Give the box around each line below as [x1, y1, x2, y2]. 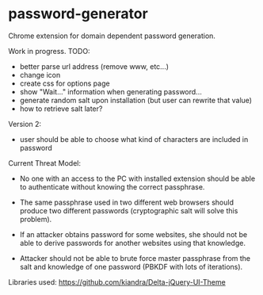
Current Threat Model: [8, 158, 82, 167]
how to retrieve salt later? [19, 104, 103, 113]
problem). [19, 214, 52, 224]
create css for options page [19, 79, 110, 88]
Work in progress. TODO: [8, 46, 90, 56]
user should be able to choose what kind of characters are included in [19, 134, 249, 144]
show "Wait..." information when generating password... [19, 86, 202, 96]
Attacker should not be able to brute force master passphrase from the [19, 253, 251, 262]
